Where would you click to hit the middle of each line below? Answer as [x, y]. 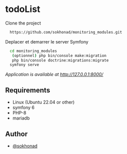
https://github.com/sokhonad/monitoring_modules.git [66, 32]
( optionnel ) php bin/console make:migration [59, 55]
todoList [23, 9]
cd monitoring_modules [33, 51]
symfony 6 [24, 107]
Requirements [28, 90]
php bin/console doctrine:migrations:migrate [60, 60]
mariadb [21, 118]
